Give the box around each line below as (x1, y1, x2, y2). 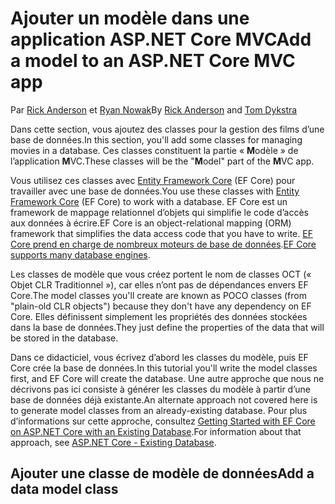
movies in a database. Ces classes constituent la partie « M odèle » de (10, 144, 299, 156)
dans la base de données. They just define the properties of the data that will (10, 321, 325, 333)
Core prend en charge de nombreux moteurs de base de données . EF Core (10, 238, 317, 250)
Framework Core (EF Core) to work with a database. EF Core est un (10, 195, 288, 207)
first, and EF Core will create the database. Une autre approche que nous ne (10, 372, 325, 384)
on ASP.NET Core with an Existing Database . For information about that (10, 425, 302, 437)
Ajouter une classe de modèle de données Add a (10, 465, 315, 482)
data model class (10, 481, 119, 498)
